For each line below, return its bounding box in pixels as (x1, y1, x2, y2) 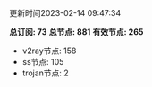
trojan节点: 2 (21, 67, 69, 78)
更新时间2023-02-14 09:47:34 (9, 8, 122, 18)
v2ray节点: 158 (21, 45, 77, 56)
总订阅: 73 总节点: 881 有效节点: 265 (9, 27, 144, 37)
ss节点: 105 (21, 57, 64, 67)
